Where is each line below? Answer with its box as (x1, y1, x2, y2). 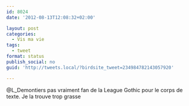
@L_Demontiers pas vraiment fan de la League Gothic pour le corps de (6, 86, 183, 93)
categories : (6, 31, 36, 37)
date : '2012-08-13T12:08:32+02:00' (6, 14, 96, 20)
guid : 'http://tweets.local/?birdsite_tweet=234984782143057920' (6, 64, 174, 70)
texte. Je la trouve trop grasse (6, 93, 82, 100)
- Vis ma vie (11, 37, 45, 43)
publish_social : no (6, 58, 56, 65)
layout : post (6, 25, 39, 31)
